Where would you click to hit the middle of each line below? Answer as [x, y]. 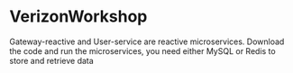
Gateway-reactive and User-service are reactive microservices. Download [147, 41]
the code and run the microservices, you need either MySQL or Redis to [143, 50]
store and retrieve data [52, 60]
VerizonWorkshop [78, 17]
